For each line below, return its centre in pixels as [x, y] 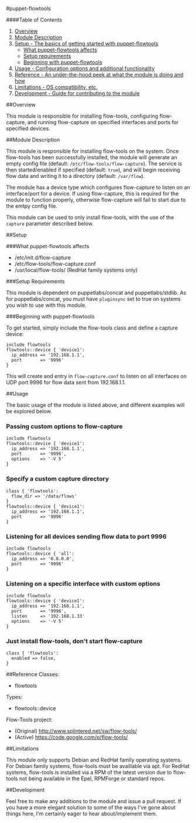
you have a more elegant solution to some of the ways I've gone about [91, 808]
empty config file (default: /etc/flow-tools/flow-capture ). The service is [94, 164]
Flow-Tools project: [29, 720]
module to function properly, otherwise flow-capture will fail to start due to [96, 200]
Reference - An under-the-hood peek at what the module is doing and [99, 75]
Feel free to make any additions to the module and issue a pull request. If [94, 801]
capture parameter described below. [50, 224]
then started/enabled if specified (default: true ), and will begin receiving [93, 170]
